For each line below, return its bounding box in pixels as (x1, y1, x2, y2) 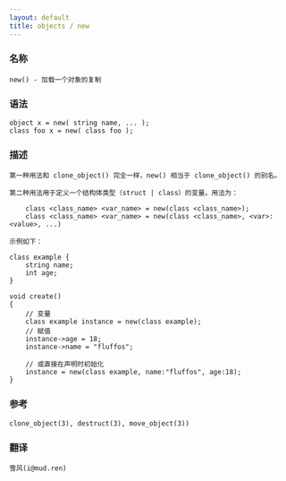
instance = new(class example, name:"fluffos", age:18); (25, 368, 242, 377)
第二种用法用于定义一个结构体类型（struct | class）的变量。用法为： (9, 189, 239, 198)
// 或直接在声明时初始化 (25, 360, 105, 369)
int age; (25, 269, 58, 278)
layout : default (9, 13, 70, 22)
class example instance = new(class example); (25, 317, 202, 327)
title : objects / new (9, 21, 90, 30)
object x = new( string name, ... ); (9, 118, 150, 128)
